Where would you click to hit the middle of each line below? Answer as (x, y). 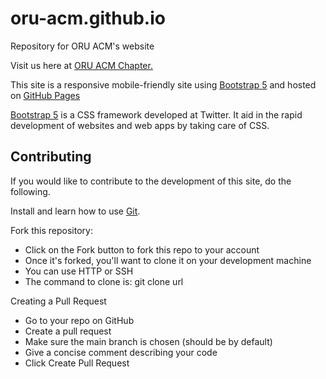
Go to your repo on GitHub (79, 320)
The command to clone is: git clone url (104, 281)
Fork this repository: (51, 230)
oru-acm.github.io (88, 18)
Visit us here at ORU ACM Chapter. (81, 65)
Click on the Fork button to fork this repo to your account (142, 249)
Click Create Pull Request (77, 363)
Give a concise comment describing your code (121, 352)
